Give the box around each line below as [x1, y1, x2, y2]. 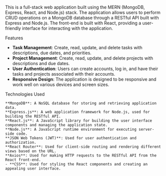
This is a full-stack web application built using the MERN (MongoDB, [5, 4, 145, 10]
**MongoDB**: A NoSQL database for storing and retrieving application [5, 101, 157, 106]
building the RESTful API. [5, 114, 61, 119]
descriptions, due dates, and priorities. [12, 50, 92, 56]
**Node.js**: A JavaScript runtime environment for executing [5, 127, 137, 132]
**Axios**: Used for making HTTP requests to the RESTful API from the [5, 153, 157, 158]
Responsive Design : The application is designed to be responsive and [12, 77, 157, 82]
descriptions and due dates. [12, 61, 70, 66]
